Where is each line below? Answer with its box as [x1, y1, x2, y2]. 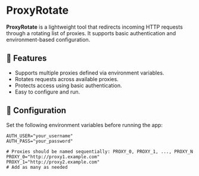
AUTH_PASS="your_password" [6, 138, 73, 144]
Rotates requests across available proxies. [14, 75, 119, 82]
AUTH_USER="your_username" [6, 132, 73, 139]
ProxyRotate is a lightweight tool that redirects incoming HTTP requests [6, 23, 183, 30]
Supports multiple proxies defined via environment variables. [14, 69, 164, 76]
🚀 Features [6, 53, 47, 63]
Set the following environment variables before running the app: [6, 121, 163, 128]
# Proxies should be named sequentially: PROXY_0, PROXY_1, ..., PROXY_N [6, 149, 194, 155]
